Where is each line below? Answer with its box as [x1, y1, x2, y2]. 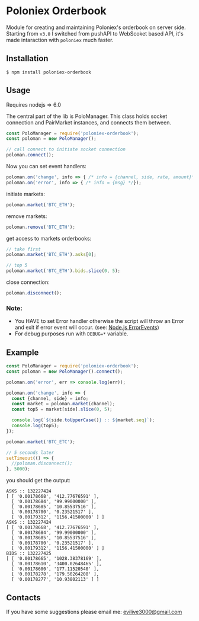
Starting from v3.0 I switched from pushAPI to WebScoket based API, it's [6, 30, 184, 37]
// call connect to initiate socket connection [6, 146, 126, 152]
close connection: [6, 279, 50, 286]
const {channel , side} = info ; [11, 395, 89, 401]
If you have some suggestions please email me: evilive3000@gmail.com [6, 608, 182, 615]
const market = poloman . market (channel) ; [11, 401, 115, 407]
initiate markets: [6, 190, 46, 197]
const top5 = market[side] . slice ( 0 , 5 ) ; [11, 406, 113, 412]
